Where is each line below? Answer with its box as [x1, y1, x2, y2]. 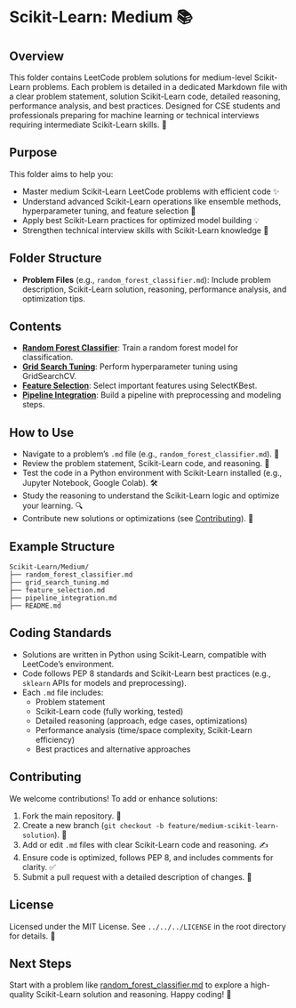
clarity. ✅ [21, 861, 56, 872]
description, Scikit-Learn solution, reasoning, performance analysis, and [21, 284, 287, 294]
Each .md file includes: [21, 687, 104, 698]
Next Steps [9, 956, 72, 971]
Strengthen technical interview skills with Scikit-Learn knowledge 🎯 [21, 224, 269, 236]
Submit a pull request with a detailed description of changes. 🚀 [21, 871, 252, 882]
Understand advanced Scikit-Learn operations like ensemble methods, [21, 196, 282, 206]
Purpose [9, 145, 58, 160]
